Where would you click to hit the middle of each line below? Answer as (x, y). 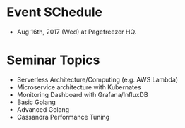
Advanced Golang (43, 109)
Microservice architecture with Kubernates (79, 87)
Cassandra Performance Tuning (63, 117)
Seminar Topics (53, 60)
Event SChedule (55, 12)
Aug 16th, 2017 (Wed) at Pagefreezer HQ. (77, 32)
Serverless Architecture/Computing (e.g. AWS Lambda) (97, 79)
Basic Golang (36, 102)
